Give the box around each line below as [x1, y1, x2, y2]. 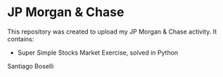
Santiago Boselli [7, 62, 54, 70]
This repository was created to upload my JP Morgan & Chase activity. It [7, 27, 217, 36]
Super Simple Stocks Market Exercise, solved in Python [17, 48, 179, 57]
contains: [7, 34, 34, 43]
